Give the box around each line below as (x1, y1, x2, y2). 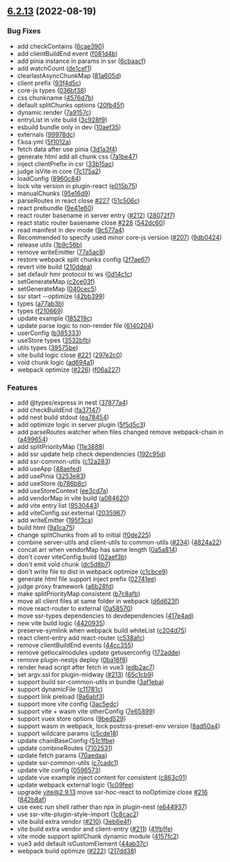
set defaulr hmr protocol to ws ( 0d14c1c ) (17, 270, 133, 278)
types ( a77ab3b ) (17, 299, 64, 307)
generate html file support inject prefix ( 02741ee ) (17, 574, 157, 583)
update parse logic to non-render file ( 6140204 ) (17, 321, 154, 329)
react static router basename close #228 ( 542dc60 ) (17, 218, 166, 227)
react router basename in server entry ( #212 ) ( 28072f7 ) (17, 211, 175, 219)
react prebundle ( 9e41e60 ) (17, 203, 94, 212)
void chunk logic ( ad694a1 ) (17, 358, 95, 366)
